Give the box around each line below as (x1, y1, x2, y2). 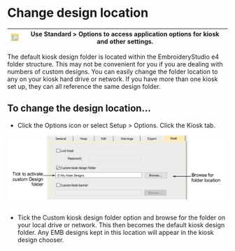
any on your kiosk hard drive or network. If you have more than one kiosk (7, 75, 218, 83)
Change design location (7, 5, 149, 21)
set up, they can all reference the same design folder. (7, 82, 161, 90)
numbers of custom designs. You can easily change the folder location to (7, 67, 218, 76)
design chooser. (17, 236, 64, 244)
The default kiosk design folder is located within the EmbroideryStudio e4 (7, 52, 220, 61)
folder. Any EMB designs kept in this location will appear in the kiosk (17, 229, 215, 237)
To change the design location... (7, 103, 152, 115)
